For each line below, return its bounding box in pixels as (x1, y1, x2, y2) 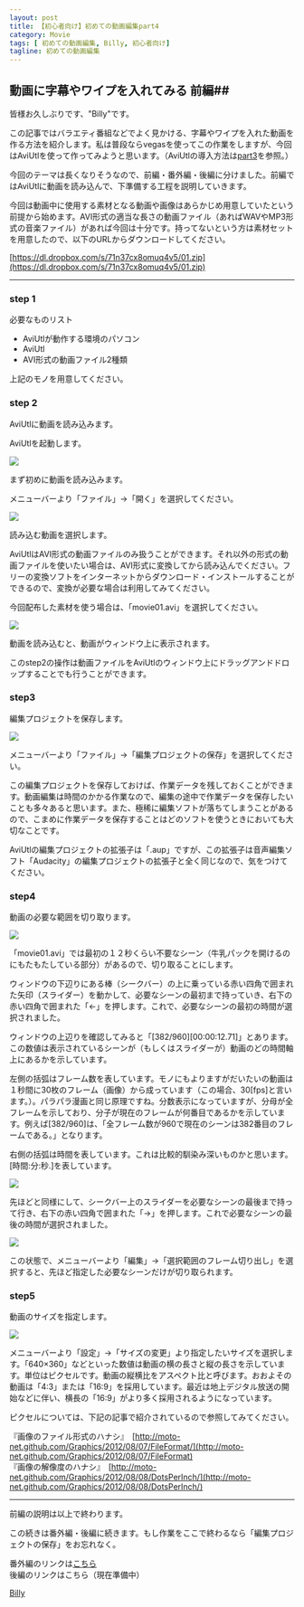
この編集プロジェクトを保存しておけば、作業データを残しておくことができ (9, 780, 287, 790)
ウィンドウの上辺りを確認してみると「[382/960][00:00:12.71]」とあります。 (9, 1032, 293, 1043)
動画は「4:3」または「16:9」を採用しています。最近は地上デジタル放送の (9, 1381, 282, 1393)
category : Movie (9, 30, 71, 39)
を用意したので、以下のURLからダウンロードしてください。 (9, 233, 231, 244)
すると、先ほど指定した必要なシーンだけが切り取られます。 (16, 1267, 238, 1278)
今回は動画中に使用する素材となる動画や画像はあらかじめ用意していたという (9, 200, 295, 211)
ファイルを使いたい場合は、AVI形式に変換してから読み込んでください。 (16, 560, 283, 571)
